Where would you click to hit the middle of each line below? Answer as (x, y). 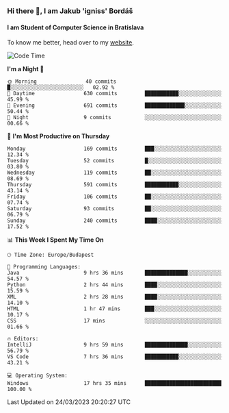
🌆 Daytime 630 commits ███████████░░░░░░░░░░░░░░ (114, 94)
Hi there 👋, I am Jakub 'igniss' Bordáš (70, 11)
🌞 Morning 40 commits (62, 82)
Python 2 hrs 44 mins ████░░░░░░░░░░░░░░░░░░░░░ (114, 285)
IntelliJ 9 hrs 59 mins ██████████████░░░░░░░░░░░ (114, 345)
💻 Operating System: (38, 376)
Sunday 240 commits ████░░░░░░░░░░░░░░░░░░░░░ (114, 221)
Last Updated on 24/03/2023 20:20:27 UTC (69, 402)
